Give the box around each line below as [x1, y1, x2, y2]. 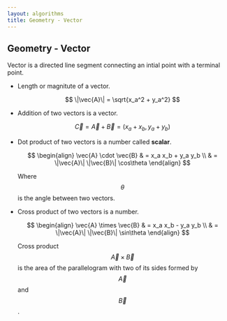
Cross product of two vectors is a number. [17, 207, 140, 216]
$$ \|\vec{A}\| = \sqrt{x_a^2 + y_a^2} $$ [65, 96, 180, 104]
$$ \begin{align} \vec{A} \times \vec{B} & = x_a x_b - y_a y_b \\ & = [27, 221, 219, 230]
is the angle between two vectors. [17, 194, 115, 202]
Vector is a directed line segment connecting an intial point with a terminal [7, 61, 221, 70]
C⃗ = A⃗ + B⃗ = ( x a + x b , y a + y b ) [74, 123, 171, 133]
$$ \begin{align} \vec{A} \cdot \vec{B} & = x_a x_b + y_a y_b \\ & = [27, 151, 218, 160]
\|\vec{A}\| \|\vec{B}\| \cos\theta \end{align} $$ [54, 158, 191, 167]
